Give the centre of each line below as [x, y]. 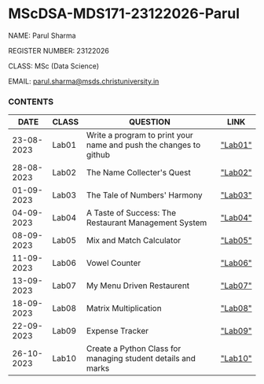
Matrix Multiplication [124, 308]
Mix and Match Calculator [134, 241]
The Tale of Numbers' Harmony [144, 195]
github [98, 155]
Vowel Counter [114, 263]
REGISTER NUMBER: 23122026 [59, 50]
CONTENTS [31, 102]
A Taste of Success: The [131, 213]
